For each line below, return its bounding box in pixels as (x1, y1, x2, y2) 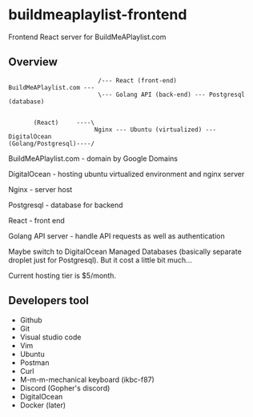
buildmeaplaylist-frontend (8, 6, 187, 24)
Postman (19, 358, 50, 367)
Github (19, 315, 42, 325)
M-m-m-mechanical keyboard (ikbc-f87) (19, 375, 155, 384)
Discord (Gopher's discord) (19, 383, 110, 393)
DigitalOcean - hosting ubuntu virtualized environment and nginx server (8, 169, 245, 178)
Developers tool (8, 294, 90, 307)
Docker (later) (19, 400, 66, 410)
